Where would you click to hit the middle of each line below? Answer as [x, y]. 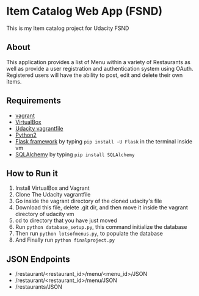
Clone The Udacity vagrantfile [53, 195]
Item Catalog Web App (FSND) [85, 11]
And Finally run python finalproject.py [65, 240]
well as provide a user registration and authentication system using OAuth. [100, 68]
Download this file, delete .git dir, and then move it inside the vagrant [101, 208]
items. [14, 81]
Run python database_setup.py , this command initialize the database [101, 227]
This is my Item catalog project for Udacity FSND [68, 28]
